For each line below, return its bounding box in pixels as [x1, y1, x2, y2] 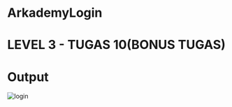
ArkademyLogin [7, 5, 103, 21]
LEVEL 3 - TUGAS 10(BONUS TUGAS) [7, 37, 226, 53]
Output [7, 69, 49, 85]
